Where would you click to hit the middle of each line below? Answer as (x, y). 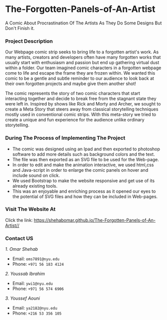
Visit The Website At (30, 209)
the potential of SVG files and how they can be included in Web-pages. (85, 196)
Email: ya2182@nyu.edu (35, 308)
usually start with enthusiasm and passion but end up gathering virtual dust (82, 63)
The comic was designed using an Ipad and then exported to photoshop (86, 149)
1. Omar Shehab (22, 249)
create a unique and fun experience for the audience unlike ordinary (75, 120)
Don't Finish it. (20, 28)
